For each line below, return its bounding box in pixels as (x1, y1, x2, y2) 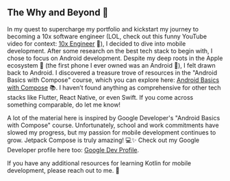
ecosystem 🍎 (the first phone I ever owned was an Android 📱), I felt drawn (7, 61, 216, 69)
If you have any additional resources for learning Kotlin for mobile (7, 158, 192, 167)
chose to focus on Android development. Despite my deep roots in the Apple (7, 54, 223, 62)
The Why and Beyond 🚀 (7, 7, 109, 18)
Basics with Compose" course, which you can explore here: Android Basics (7, 76, 220, 84)
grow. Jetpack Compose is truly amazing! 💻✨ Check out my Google (7, 136, 200, 144)
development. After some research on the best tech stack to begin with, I (7, 46, 213, 55)
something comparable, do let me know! (7, 100, 121, 109)
